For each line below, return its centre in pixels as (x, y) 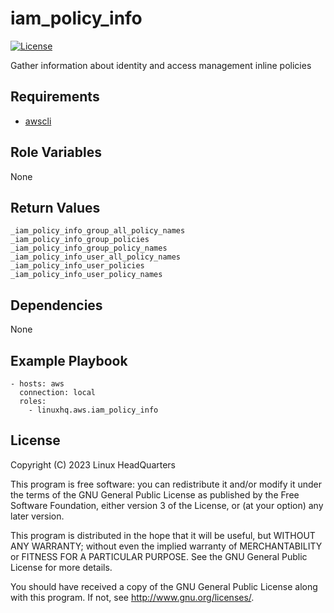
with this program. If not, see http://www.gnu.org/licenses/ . (132, 597)
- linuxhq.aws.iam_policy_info (93, 410)
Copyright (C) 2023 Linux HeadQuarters (93, 464)
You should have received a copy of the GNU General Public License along (164, 586)
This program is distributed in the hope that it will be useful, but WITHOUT (163, 535)
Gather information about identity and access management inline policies (161, 65)
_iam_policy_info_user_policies (77, 266)
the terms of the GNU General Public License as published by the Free (155, 494)
